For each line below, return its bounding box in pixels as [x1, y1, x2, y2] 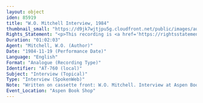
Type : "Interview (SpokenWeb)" [6, 76, 85, 82]
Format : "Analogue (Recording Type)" [6, 59, 101, 65]
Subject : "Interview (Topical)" [6, 71, 88, 77]
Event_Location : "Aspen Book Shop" [6, 88, 96, 94]
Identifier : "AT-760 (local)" [6, 65, 83, 71]
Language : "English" [6, 54, 59, 60]
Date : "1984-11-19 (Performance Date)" [6, 48, 107, 55]
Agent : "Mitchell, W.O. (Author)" [6, 43, 94, 49]
